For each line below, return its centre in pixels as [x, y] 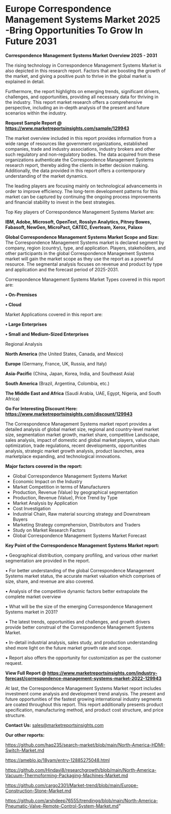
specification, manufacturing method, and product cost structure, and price [84, 710]
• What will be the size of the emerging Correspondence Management [79, 606]
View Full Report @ [26, 673]
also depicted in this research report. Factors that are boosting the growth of [85, 71]
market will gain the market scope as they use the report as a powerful [79, 259]
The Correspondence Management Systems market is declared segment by [85, 242]
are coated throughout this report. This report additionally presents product [84, 704]
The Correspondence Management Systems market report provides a [78, 424]
